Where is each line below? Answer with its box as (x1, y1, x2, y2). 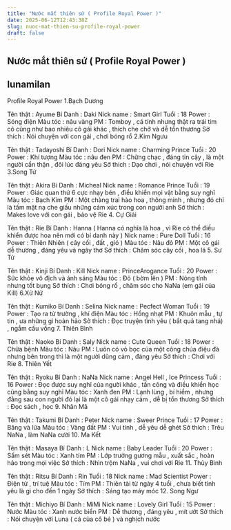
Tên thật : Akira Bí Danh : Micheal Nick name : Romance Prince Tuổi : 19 (7, 181, 210, 190)
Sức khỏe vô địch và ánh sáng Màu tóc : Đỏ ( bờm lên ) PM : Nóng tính (7, 274, 208, 282)
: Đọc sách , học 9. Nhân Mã (7, 403, 88, 411)
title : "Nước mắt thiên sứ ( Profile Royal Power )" (7, 10, 162, 17)
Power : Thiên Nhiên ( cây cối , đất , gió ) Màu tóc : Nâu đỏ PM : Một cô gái (7, 239, 220, 247)
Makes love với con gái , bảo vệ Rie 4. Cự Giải (7, 210, 137, 219)
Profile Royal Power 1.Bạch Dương (7, 97, 103, 105)
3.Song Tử (7, 167, 37, 176)
